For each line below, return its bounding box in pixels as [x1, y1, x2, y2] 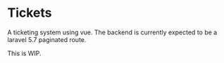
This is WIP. [7, 49, 42, 57]
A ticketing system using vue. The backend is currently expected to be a [7, 28, 218, 36]
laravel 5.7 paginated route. [7, 35, 87, 43]
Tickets [7, 5, 52, 21]
